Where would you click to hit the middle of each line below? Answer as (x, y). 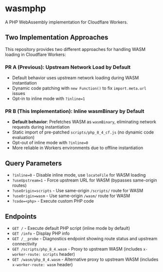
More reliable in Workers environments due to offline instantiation (78, 148)
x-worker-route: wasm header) (42, 264)
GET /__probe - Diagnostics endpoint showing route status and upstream (85, 238)
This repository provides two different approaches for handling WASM (75, 49)
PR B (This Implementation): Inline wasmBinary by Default (75, 111)
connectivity (25, 244)
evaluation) (23, 137)
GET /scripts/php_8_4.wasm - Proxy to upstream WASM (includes (77, 249)
